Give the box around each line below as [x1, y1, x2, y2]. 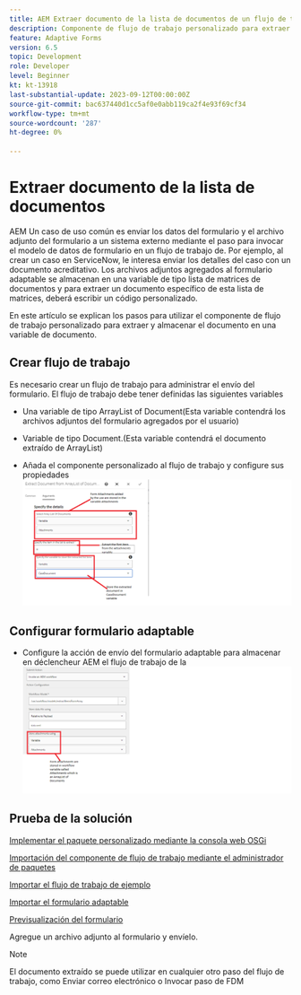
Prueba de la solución [9, 811, 133, 826]
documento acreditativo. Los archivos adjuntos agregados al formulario [9, 264, 273, 275]
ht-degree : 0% [9, 128, 63, 137]
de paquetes [9, 861, 56, 872]
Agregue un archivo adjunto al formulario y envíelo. [9, 931, 199, 942]
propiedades [21, 469, 70, 480]
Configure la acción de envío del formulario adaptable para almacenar [21, 647, 281, 659]
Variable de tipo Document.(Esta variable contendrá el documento [21, 432, 267, 443]
